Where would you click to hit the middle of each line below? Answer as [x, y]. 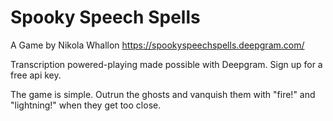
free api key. [36, 75]
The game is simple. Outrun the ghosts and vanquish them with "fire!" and [163, 94]
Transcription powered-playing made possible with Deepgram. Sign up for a [166, 64]
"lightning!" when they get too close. [86, 105]
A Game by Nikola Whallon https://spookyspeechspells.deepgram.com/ [157, 45]
